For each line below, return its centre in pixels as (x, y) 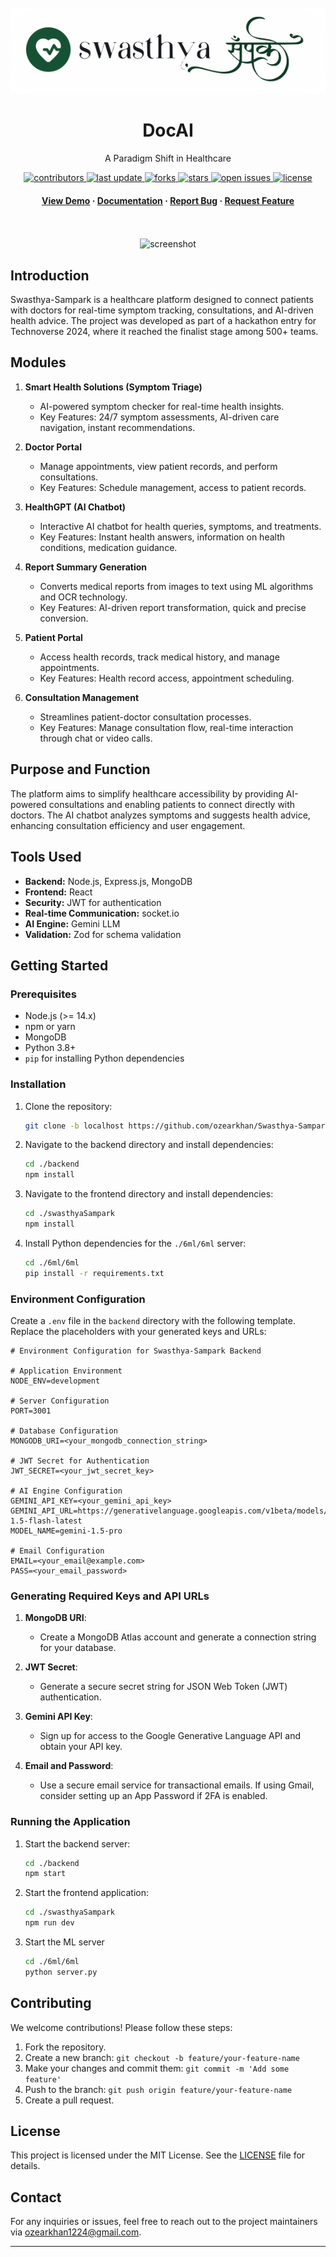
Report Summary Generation (85, 567)
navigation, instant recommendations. (117, 427)
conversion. (64, 618)
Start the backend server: (77, 1843)
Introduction (50, 275)
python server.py (61, 1972)
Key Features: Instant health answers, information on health (162, 537)
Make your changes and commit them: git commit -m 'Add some (157, 2068)
